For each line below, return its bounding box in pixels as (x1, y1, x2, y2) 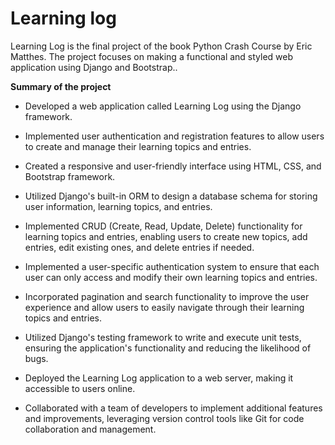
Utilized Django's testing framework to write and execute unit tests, (24, 331, 302, 343)
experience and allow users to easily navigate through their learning (24, 301, 305, 313)
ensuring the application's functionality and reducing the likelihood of (24, 342, 312, 354)
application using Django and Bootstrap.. (10, 61, 178, 73)
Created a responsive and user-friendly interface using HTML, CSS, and (24, 160, 322, 172)
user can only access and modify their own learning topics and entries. (24, 271, 318, 283)
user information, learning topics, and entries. (24, 200, 213, 212)
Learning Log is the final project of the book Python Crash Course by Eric (10, 40, 313, 52)
